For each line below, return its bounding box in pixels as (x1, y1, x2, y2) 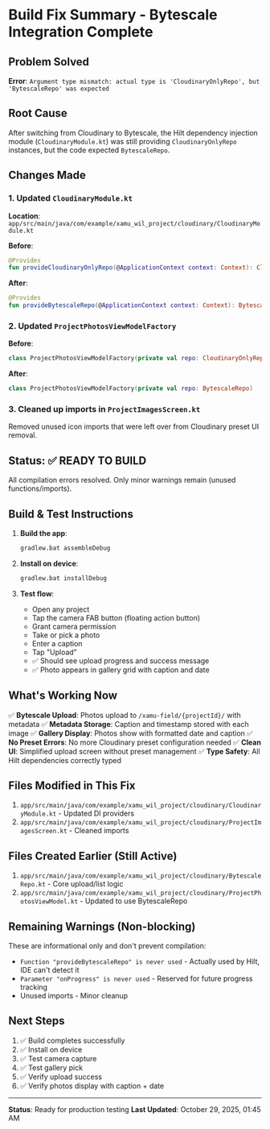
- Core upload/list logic (47, 879, 124, 889)
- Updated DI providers (58, 808, 135, 819)
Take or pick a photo (31, 630, 100, 640)
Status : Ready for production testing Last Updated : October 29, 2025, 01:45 (8, 1104, 261, 1114)
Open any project (31, 604, 90, 614)
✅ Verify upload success (19, 1072, 103, 1081)
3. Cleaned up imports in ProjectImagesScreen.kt (8, 403, 201, 414)
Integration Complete (8, 23, 154, 41)
